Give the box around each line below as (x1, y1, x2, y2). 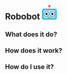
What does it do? (5, 30, 57, 38)
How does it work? (5, 46, 63, 55)
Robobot (5, 11, 40, 22)
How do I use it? (5, 63, 54, 71)
